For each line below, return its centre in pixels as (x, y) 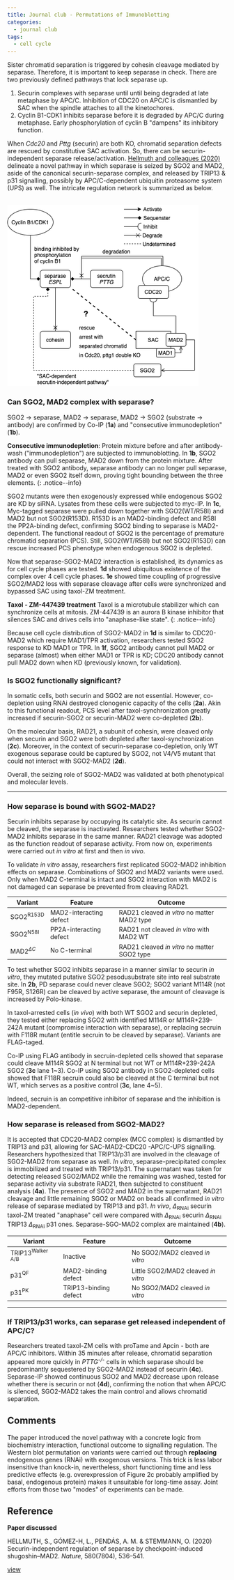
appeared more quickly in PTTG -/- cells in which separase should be (106, 1361)
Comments (32, 1421)
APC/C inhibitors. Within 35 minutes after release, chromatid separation (110, 1353)
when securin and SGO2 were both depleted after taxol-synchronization (111, 739)
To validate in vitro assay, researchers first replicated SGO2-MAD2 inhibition (117, 865)
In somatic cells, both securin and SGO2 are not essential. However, (104, 696)
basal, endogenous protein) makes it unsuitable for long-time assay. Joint (112, 1482)
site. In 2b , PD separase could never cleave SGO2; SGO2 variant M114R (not (116, 984)
